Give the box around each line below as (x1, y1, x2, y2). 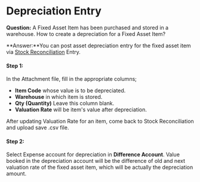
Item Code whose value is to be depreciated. (14, 87, 126, 94)
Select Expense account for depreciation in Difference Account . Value (6, 151, 180, 158)
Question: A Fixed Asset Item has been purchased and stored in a (6, 24, 169, 31)
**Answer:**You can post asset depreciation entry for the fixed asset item (6, 42, 191, 49)
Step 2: (6, 138, 25, 145)
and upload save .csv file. (6, 124, 69, 131)
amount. (6, 170, 27, 177)
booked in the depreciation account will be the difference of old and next (6, 157, 185, 165)
